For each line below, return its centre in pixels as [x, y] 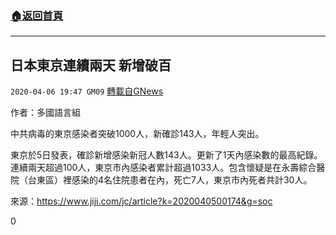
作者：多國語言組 [45, 113]
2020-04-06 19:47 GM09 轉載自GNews [87, 91]
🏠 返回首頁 [37, 15]
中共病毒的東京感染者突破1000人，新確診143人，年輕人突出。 [137, 134]
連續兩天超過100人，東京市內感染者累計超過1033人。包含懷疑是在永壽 [155, 168]
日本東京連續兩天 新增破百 [91, 65]
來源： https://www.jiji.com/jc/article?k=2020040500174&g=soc [141, 201]
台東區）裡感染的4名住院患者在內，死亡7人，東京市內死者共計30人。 [170, 180]
